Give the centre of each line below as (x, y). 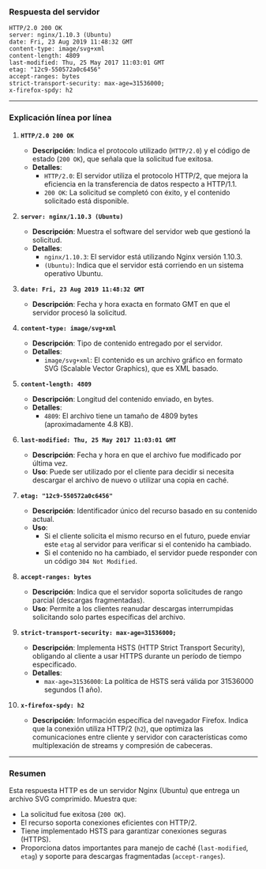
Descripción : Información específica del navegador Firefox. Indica (140, 720)
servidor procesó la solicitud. (79, 312)
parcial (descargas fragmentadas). (88, 600)
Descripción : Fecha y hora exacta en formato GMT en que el (131, 304)
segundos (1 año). (73, 690)
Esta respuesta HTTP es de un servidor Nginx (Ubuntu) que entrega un (124, 790)
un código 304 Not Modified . (90, 561)
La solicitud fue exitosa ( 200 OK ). (73, 814)
